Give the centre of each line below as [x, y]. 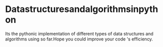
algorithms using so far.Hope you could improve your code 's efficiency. [79, 39]
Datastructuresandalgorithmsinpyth [82, 9]
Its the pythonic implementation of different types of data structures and [79, 33]
